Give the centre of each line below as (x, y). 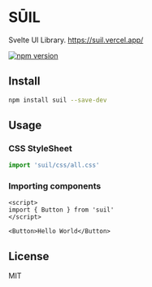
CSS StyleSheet (40, 148)
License (29, 256)
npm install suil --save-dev (58, 100)
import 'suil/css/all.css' (54, 165)
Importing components (55, 186)
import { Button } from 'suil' (61, 210)
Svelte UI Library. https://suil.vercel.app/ (76, 40)
